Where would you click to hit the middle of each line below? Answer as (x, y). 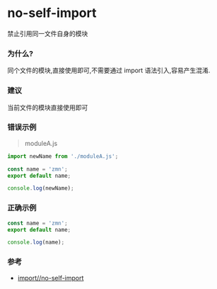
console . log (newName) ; (41, 188)
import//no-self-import (51, 278)
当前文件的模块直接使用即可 (48, 107)
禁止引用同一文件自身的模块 (48, 33)
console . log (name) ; (36, 242)
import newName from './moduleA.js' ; (63, 156)
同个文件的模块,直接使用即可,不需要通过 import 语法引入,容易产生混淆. (109, 70)
